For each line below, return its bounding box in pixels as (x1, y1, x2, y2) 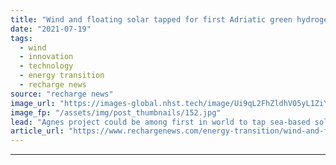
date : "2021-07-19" (10, 24, 92, 34)
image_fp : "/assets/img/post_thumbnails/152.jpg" (10, 107, 222, 118)
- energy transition (19, 71, 105, 81)
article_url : (10, 126, 65, 136)
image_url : (10, 98, 56, 108)
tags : (10, 33, 33, 43)
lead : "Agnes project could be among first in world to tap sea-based (10, 117, 311, 127)
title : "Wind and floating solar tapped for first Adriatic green (10, 14, 293, 25)
